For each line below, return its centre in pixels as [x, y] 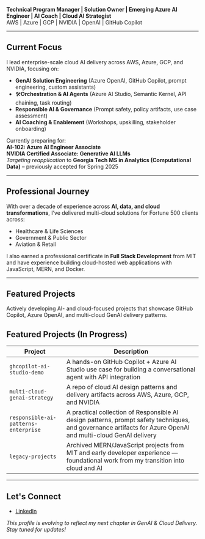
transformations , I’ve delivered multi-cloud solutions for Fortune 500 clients [102, 213]
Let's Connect [34, 496]
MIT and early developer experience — [122, 453]
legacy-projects [33, 457]
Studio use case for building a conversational [131, 370]
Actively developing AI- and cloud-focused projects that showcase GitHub [100, 308]
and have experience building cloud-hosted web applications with [89, 262]
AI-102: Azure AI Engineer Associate [54, 147]
